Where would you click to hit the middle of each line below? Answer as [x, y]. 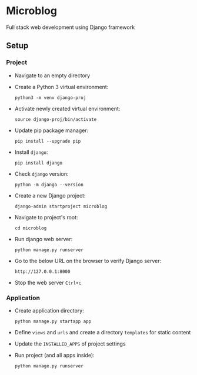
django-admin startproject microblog [61, 206]
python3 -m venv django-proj [50, 98]
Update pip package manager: [51, 130]
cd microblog [31, 228]
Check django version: [41, 174]
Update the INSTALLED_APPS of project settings [70, 344]
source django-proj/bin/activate [56, 119]
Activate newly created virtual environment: [67, 108]
